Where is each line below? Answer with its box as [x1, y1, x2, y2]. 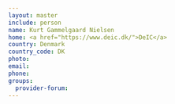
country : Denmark [8, 41, 65, 48]
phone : [8, 70, 30, 77]
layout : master [8, 11, 58, 20]
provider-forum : [15, 84, 69, 92]
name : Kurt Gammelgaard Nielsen [8, 26, 114, 34]
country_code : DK [8, 48, 65, 56]
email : [8, 63, 30, 70]
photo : [8, 56, 30, 63]
